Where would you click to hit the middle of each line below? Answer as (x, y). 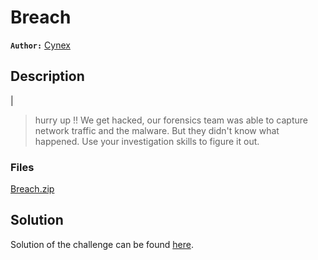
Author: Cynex (40, 45)
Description (47, 76)
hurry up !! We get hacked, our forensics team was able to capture (171, 120)
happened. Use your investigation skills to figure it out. (147, 141)
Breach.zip (32, 189)
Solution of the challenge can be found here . (102, 244)
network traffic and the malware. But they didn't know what (157, 130)
